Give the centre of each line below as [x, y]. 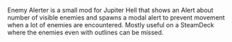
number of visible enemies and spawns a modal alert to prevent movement [116, 17]
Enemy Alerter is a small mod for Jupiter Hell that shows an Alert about [110, 10]
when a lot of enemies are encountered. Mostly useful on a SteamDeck [111, 25]
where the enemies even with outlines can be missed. [86, 32]
